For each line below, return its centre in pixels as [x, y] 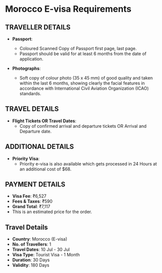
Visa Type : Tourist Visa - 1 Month [46, 255]
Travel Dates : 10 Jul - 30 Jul [41, 249]
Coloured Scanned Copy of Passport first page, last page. [78, 48]
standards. [30, 94]
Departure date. [35, 131]
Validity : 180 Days [31, 265]
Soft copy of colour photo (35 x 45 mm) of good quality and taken [86, 78]
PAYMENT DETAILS [35, 184]
